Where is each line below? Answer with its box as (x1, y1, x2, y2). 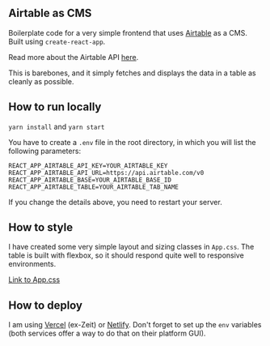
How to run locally (8, 100, 102, 114)
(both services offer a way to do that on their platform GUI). (8, 328, 206, 339)
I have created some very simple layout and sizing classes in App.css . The (8, 242, 255, 252)
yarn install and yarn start (8, 122, 105, 131)
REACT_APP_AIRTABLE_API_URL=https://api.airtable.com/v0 (8, 169, 205, 177)
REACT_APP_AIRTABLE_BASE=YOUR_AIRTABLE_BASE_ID (8, 176, 172, 184)
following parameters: (8, 146, 82, 156)
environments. (8, 259, 57, 269)
